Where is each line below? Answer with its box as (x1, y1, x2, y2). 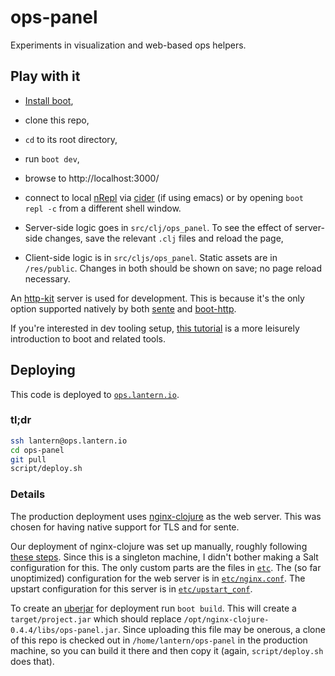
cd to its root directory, (24, 133, 118, 145)
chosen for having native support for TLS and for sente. (10, 521, 240, 533)
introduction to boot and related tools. (10, 332, 167, 345)
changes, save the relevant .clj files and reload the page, (44, 232, 284, 244)
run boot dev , (24, 152, 80, 165)
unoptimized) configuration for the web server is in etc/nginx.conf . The (10, 572, 306, 584)
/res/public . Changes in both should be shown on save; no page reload (24, 262, 322, 274)
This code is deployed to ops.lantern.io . (10, 388, 180, 400)
